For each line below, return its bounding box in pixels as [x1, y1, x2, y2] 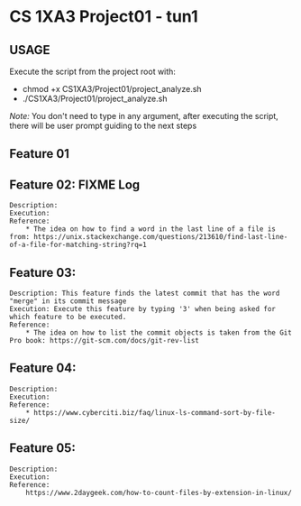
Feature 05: [9, 440, 77, 456]
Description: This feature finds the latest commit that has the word [9, 289, 280, 299]
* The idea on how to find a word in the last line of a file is [25, 225, 277, 234]
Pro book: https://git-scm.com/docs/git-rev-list [9, 336, 200, 345]
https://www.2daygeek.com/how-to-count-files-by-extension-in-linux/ [25, 488, 293, 497]
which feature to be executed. [9, 313, 127, 322]
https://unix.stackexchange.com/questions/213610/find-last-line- [32, 233, 288, 242]
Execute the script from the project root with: [9, 66, 176, 77]
